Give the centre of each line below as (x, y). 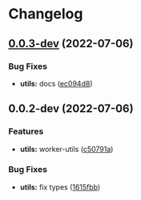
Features (26, 131)
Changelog (46, 14)
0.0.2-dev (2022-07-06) (71, 109)
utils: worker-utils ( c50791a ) (66, 149)
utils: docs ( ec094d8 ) (56, 83)
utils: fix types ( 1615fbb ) (60, 187)
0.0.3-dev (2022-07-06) (71, 44)
